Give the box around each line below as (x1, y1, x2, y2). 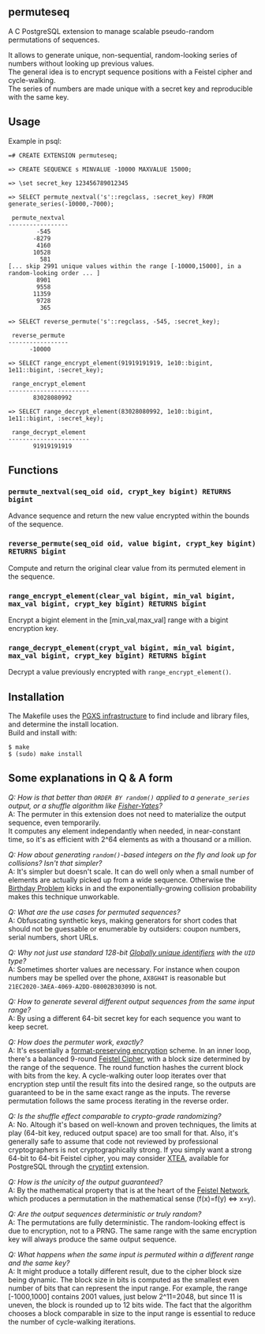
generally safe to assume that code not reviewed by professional (8, 1136, 218, 1146)
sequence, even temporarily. (8, 818, 101, 827)
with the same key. (8, 92, 69, 101)
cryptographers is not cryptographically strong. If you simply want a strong (8, 1145, 252, 1154)
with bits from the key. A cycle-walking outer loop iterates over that (8, 1071, 226, 1080)
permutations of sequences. (8, 35, 100, 44)
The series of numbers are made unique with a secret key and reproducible (8, 84, 253, 93)
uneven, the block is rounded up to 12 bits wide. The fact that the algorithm (8, 1300, 252, 1309)
